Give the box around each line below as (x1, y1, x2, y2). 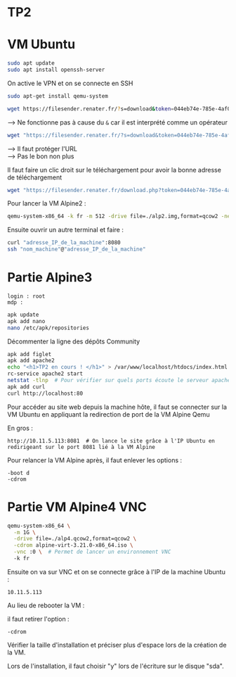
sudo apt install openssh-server (7, 66, 105, 73)
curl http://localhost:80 (7, 390, 83, 397)
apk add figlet (7, 350, 52, 358)
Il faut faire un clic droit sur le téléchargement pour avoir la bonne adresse (7, 165, 221, 174)
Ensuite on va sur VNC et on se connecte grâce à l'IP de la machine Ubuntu (7, 567, 226, 576)
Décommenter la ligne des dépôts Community (7, 337, 140, 346)
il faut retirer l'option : (7, 614, 70, 623)
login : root (7, 293, 46, 300)
